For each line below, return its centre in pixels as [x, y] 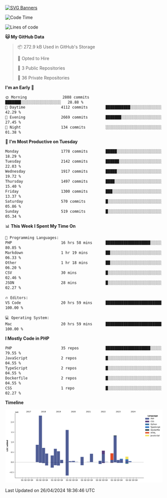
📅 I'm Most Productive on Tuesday [42, 142]
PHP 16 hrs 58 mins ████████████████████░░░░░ [83, 243]
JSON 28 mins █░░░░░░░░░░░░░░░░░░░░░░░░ [83, 283]
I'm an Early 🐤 [20, 87]
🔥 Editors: [17, 298]
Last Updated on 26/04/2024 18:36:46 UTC [50, 490]
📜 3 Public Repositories [41, 68]
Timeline [14, 402]
